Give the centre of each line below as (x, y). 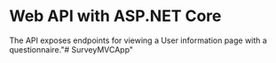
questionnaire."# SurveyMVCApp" (71, 49)
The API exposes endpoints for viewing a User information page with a (138, 40)
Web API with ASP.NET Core (115, 16)
